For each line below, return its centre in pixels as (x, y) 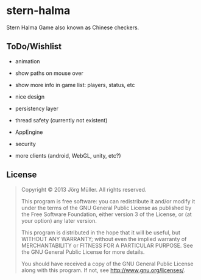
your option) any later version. (59, 220)
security (26, 144)
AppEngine (29, 132)
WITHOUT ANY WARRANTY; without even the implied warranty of (104, 239)
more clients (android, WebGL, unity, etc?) (68, 155)
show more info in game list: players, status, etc (75, 85)
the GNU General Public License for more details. (83, 252)
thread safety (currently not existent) (61, 120)
